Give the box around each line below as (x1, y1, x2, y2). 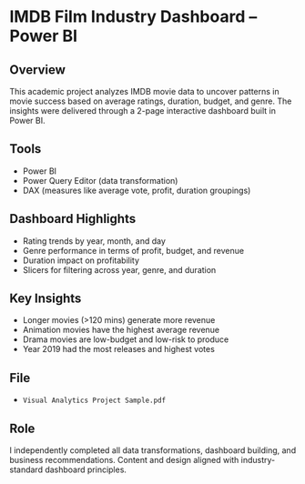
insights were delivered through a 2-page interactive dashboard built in (9, 106, 276, 116)
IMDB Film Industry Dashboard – (9, 6, 258, 27)
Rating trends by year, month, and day (22, 235, 167, 247)
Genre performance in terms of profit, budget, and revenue (22, 245, 244, 256)
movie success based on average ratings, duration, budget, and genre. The (9, 96, 292, 106)
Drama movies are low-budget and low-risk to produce (22, 334, 229, 345)
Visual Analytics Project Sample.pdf (22, 396, 167, 406)
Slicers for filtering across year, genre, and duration (22, 264, 217, 275)
